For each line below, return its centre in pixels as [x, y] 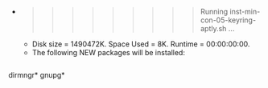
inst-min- [245, 12]
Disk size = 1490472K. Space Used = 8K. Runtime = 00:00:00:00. [141, 44]
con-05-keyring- [228, 20]
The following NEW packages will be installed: [108, 52]
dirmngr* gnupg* [37, 75]
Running [214, 12]
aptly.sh [213, 28]
